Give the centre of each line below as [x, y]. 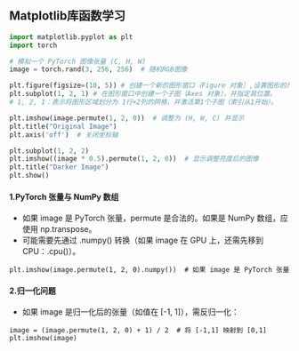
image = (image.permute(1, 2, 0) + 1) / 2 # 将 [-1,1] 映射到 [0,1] [138, 331]
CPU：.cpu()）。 [51, 251]
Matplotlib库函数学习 [68, 16]
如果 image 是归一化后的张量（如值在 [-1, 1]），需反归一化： [130, 312]
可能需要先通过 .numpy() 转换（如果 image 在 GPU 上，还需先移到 [143, 240]
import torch [33, 45]
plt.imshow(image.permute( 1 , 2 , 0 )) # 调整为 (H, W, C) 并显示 [127, 118]
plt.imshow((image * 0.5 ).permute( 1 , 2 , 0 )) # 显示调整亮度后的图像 [134, 159]
